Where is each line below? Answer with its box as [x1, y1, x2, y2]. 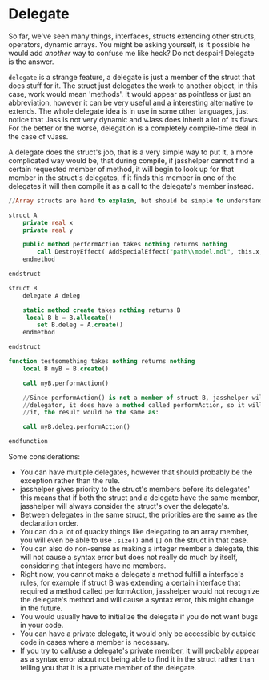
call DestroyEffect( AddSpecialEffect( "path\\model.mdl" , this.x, [37, 248, 263, 256]
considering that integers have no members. [19, 561, 167, 570]
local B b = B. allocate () [26, 314, 113, 322]
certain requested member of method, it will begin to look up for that [8, 164, 235, 174]
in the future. [19, 603, 62, 613]
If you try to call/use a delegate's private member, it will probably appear [19, 646, 260, 656]
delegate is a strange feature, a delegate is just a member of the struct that [8, 72, 255, 82]
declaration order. [19, 518, 79, 528]
